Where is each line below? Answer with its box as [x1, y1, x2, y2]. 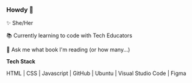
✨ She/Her [6, 20, 34, 27]
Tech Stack [6, 58, 35, 65]
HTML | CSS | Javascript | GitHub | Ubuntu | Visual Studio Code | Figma [6, 70, 187, 77]
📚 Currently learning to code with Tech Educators [6, 32, 133, 39]
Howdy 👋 [6, 5, 34, 14]
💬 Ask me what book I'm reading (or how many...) [6, 46, 130, 54]
